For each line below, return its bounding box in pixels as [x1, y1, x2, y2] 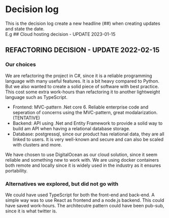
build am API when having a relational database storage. [12, 125, 130, 131]
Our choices [5, 61, 37, 68]
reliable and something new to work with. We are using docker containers [5, 157, 159, 163]
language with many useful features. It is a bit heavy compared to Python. [5, 78, 160, 84]
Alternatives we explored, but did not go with [5, 180, 118, 187]
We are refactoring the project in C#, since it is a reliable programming [5, 72, 152, 79]
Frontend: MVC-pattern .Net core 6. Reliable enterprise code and [12, 104, 149, 110]
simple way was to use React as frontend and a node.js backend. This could [5, 197, 164, 203]
